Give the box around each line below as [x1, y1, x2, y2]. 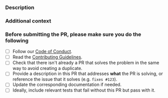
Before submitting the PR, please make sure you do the [5, 30, 141, 37]
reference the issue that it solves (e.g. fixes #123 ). [12, 76, 117, 82]
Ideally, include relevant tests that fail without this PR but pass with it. [12, 87, 155, 93]
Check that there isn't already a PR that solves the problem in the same [12, 59, 159, 66]
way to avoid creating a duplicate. [12, 65, 83, 71]
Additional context [5, 17, 52, 24]
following [5, 37, 29, 44]
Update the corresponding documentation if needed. [12, 81, 122, 87]
